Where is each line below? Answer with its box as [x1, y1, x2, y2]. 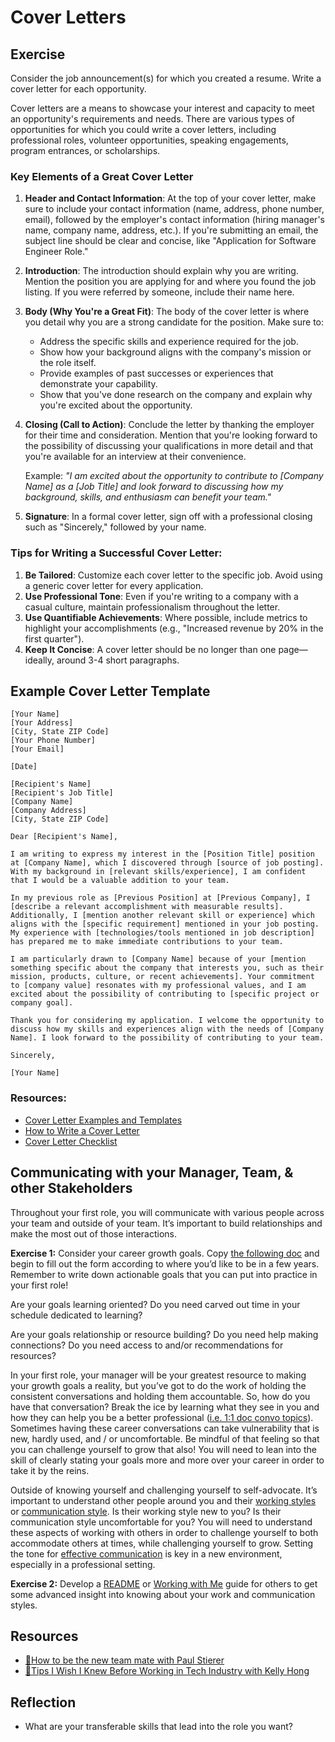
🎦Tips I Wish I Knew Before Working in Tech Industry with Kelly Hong [24, 1665, 310, 1677]
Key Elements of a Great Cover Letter [10, 169, 194, 183]
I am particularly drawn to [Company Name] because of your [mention [10, 954, 307, 965]
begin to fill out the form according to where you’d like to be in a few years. [10, 1257, 320, 1270]
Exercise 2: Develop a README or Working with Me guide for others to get [10, 1577, 318, 1590]
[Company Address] [10, 806, 87, 816]
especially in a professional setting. [10, 1558, 156, 1570]
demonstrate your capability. [39, 378, 158, 390]
